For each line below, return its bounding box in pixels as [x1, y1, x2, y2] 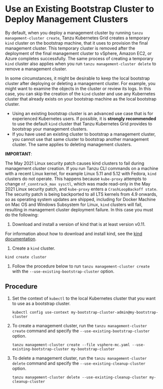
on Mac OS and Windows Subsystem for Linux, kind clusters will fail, [5, 202, 143, 207]
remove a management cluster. [5, 66, 67, 71]
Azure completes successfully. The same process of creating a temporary [5, 55, 154, 61]
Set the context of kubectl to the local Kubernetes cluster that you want [12, 295, 156, 301]
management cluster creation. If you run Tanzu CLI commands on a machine [5, 165, 159, 171]
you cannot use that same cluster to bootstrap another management [12, 136, 149, 142]
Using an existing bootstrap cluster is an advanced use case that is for [12, 110, 153, 116]
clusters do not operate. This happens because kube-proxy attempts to [5, 176, 147, 182]
